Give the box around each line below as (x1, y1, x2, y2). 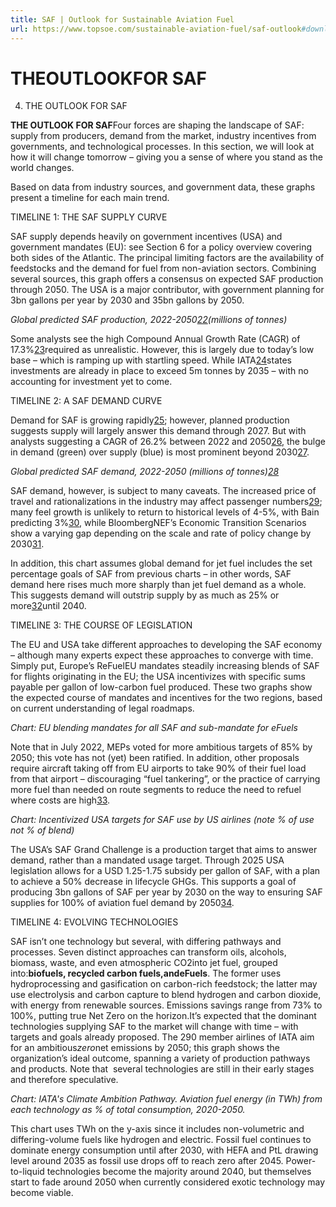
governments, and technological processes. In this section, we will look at (10, 141, 315, 153)
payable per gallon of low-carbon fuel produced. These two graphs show (10, 681, 313, 693)
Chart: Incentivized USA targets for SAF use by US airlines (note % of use (10, 814, 315, 826)
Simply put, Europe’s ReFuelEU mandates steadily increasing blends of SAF (10, 660, 320, 672)
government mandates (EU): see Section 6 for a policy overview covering (10, 241, 313, 253)
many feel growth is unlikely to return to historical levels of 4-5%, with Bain (10, 506, 320, 518)
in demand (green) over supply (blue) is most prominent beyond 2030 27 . (10, 446, 310, 458)
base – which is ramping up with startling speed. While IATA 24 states (10, 354, 292, 366)
